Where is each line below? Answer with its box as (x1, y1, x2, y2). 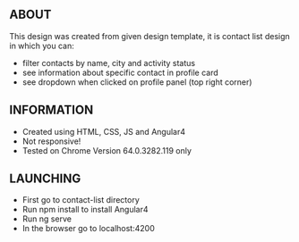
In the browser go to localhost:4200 (21, 223, 155, 234)
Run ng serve (21, 213, 72, 224)
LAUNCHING (9, 171, 81, 187)
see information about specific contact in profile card (21, 67, 219, 78)
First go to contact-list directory (21, 195, 141, 205)
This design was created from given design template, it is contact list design (9, 30, 291, 41)
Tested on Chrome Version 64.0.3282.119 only (21, 145, 192, 155)
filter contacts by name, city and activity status (21, 57, 195, 68)
